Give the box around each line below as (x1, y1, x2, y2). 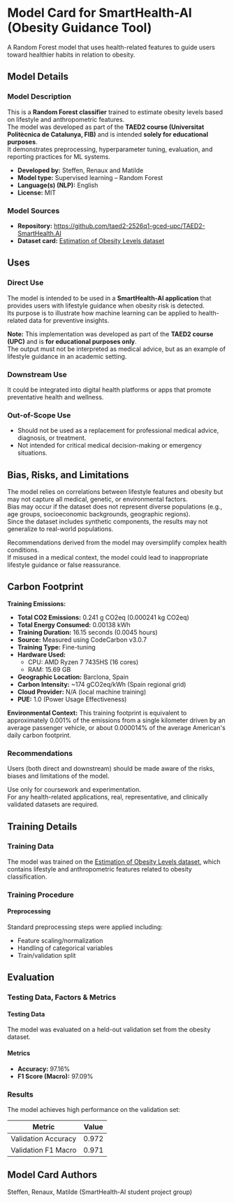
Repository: (17, 221, 52, 230)
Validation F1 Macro (10, 1145, 77, 1155)
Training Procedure (7, 890, 75, 900)
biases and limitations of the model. (7, 772, 110, 781)
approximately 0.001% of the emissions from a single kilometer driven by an (7, 716, 226, 724)
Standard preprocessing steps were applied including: (7, 923, 163, 931)
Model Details (7, 71, 68, 83)
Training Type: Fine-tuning (17, 642, 96, 651)
